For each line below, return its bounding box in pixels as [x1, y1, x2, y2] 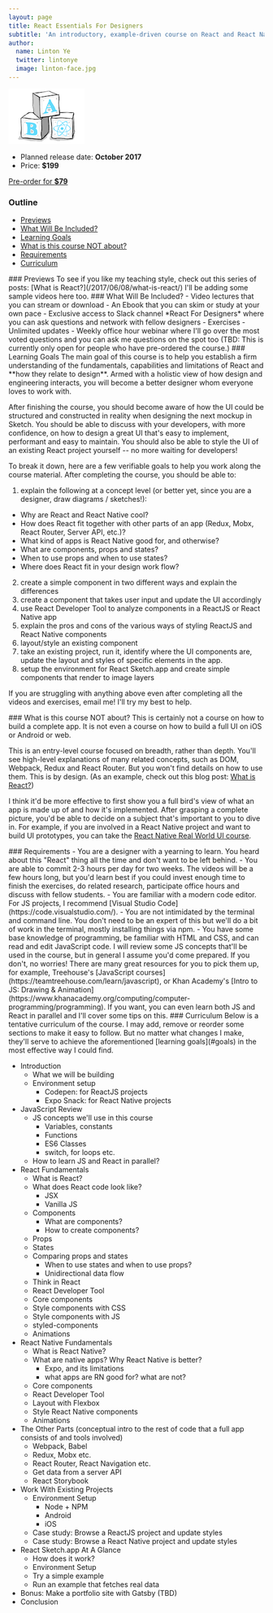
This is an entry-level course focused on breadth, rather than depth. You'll [8, 746, 256, 756]
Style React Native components [32, 1407, 138, 1417]
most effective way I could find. [8, 1045, 114, 1055]
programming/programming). [8, 1002, 106, 1012]
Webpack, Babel [32, 1441, 88, 1451]
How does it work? [32, 1554, 95, 1563]
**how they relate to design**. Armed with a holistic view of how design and [8, 369, 262, 379]
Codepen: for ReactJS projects [44, 1087, 148, 1097]
